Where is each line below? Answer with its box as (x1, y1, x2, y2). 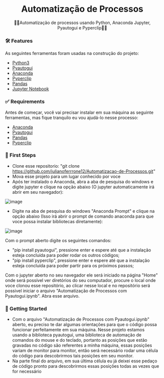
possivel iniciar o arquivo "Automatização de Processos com (5, 288, 127, 294)
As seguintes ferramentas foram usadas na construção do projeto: (5, 50, 139, 56)
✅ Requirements (5, 98, 45, 105)
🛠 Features (5, 37, 33, 44)
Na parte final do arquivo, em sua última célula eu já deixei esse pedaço (12, 358, 158, 364)
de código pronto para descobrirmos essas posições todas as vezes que (12, 363, 159, 369)
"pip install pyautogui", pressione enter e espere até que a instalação (12, 247, 151, 253)
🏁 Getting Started (5, 305, 47, 312)
